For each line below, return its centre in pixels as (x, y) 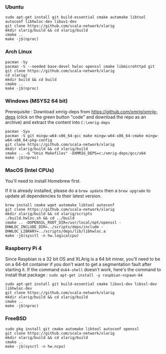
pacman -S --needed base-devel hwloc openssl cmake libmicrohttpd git (80, 66)
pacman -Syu (17, 131)
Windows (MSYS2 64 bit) (37, 101)
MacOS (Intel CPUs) (30, 170)
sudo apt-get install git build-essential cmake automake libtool (76, 17)
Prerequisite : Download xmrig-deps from (48, 111)
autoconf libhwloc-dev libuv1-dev (41, 22)
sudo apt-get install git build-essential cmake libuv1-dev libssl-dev (81, 284)
